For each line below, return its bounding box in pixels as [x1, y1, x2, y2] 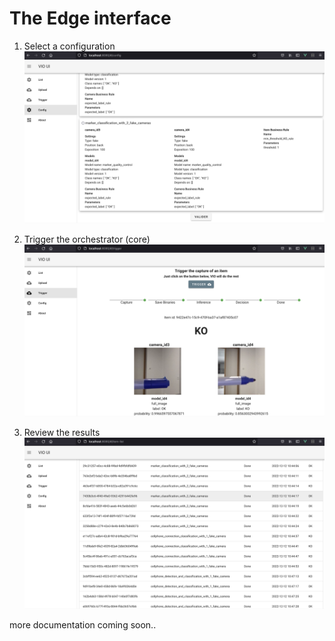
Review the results [23, 426, 101, 438]
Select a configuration [23, 40, 116, 52]
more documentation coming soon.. [9, 619, 157, 631]
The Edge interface [9, 7, 172, 30]
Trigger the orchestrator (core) [23, 233, 151, 245]
